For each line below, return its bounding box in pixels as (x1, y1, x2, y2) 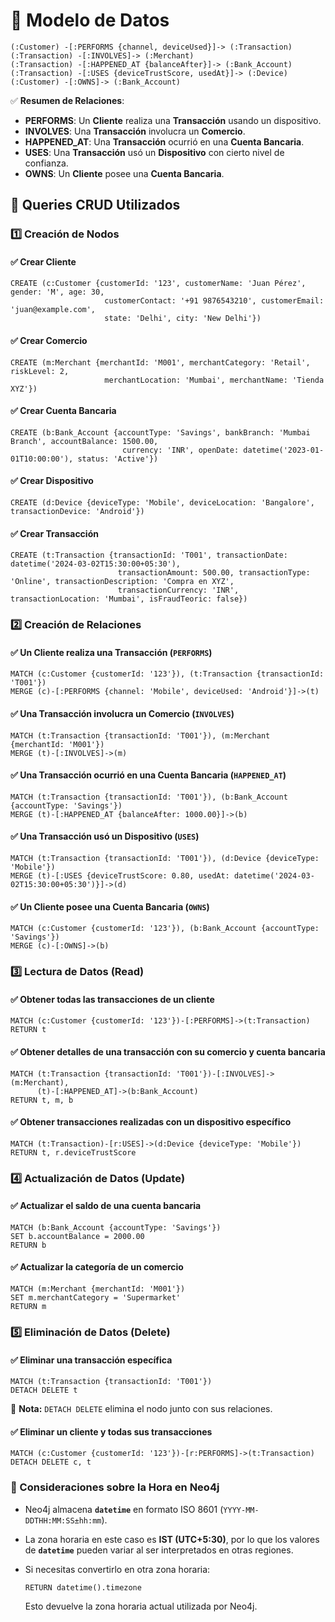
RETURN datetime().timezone (24, 1582, 142, 1593)
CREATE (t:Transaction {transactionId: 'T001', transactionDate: (10, 550, 288, 561)
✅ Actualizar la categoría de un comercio (10, 1261, 184, 1273)
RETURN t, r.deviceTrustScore (10, 1147, 137, 1158)
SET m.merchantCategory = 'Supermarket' (10, 1293, 182, 1303)
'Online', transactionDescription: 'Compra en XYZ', (10, 577, 235, 587)
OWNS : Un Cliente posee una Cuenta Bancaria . (24, 167, 225, 179)
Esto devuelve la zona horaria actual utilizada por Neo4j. (24, 1600, 258, 1612)
